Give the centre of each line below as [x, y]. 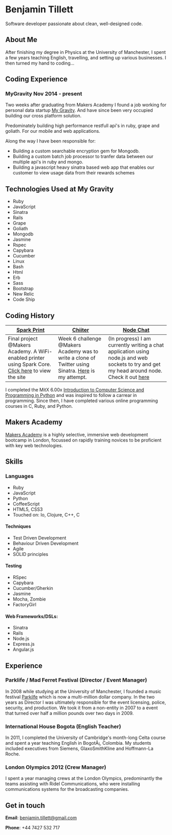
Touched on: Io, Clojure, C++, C [46, 514]
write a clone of [77, 358]
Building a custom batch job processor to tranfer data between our [83, 156]
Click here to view [29, 371]
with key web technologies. [34, 445]
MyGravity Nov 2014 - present [44, 94]
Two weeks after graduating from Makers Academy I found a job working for [86, 105]
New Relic [23, 294]
